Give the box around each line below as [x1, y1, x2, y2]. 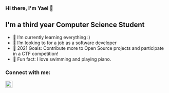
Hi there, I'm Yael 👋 [5, 5, 53, 12]
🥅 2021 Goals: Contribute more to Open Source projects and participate [12, 45, 164, 51]
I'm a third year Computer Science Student [5, 21, 145, 29]
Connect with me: [5, 69, 51, 76]
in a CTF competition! [12, 50, 59, 57]
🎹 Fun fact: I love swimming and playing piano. [12, 56, 111, 62]
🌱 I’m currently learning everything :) [12, 34, 91, 40]
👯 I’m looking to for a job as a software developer [12, 40, 117, 46]
